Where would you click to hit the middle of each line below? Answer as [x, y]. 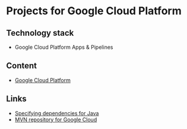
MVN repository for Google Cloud [56, 119]
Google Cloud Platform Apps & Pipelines [64, 47]
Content [22, 66]
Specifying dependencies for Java [57, 113]
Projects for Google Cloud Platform [94, 11]
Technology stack [40, 33]
